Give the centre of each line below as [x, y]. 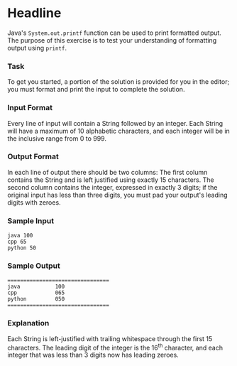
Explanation [28, 323]
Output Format [33, 156]
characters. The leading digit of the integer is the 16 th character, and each [115, 347]
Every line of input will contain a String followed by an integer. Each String [115, 123]
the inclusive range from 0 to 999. [57, 138]
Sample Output [34, 266]
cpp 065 [36, 293]
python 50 [22, 248]
